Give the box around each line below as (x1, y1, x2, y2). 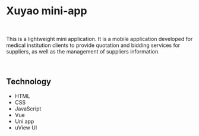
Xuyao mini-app (6, 4, 87, 18)
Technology (6, 77, 52, 87)
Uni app (14, 118, 34, 125)
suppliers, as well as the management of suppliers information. (6, 48, 160, 55)
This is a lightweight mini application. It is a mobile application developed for (6, 35, 193, 42)
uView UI (14, 124, 37, 131)
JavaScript (14, 105, 42, 112)
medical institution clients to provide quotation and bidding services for (6, 42, 181, 49)
